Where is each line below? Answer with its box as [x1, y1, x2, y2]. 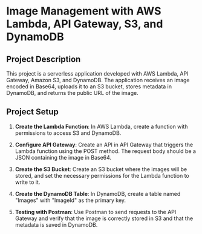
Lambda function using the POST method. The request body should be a [15, 147, 197, 155]
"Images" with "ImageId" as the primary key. [15, 197, 126, 204]
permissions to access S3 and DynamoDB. [15, 129, 122, 137]
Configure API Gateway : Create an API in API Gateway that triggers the [15, 141, 194, 148]
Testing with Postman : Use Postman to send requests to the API [15, 208, 177, 215]
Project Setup [6, 107, 59, 117]
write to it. [15, 178, 41, 186]
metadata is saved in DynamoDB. [15, 221, 98, 228]
